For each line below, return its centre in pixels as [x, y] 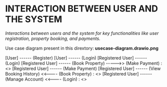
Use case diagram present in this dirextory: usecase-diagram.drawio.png [82, 48]
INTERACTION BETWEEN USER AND [82, 9]
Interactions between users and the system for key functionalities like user [82, 33]
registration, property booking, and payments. [53, 38]
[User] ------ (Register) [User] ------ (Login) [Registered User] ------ [76, 57]
